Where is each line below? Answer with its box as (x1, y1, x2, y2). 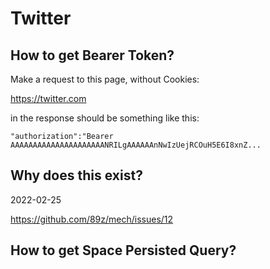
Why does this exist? (10, 167, 143, 184)
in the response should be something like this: (10, 112, 200, 124)
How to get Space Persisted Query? (10, 242, 237, 259)
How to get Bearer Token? (10, 47, 175, 64)
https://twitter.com (10, 93, 87, 104)
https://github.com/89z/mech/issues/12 (10, 213, 174, 225)
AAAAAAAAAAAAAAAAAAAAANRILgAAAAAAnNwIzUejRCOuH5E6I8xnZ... (10, 140, 262, 150)
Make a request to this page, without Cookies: (10, 73, 200, 85)
